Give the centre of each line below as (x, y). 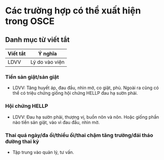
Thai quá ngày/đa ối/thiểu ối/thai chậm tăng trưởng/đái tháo (79, 135)
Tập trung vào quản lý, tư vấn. (43, 152)
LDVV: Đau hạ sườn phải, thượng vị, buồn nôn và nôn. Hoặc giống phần (85, 117)
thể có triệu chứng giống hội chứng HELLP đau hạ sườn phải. (75, 93)
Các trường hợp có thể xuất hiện (73, 11)
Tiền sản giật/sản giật (32, 77)
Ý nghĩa (48, 54)
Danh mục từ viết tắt (37, 40)
